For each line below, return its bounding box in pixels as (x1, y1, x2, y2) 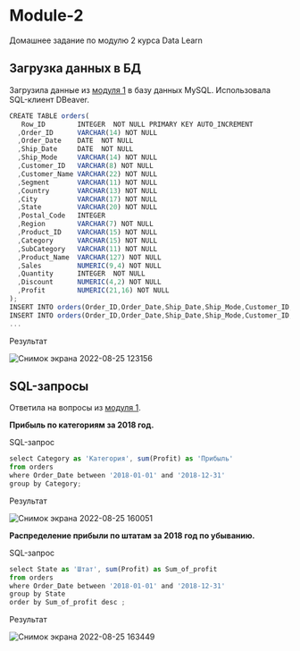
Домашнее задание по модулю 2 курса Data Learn (9, 35, 204, 46)
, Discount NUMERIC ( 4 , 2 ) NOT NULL (17, 278, 162, 287)
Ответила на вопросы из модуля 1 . (9, 402, 141, 413)
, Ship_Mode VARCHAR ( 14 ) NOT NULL (17, 153, 158, 162)
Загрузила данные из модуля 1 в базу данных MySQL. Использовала (9, 84, 271, 95)
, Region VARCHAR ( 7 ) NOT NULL (17, 220, 154, 229)
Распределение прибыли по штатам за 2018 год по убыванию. (9, 529, 255, 541)
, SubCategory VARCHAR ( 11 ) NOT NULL (17, 244, 158, 253)
